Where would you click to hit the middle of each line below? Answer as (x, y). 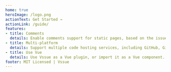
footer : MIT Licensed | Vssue (37, 62)
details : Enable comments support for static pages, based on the (82, 39)
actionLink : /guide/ (27, 24)
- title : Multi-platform (32, 43)
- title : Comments (25, 33)
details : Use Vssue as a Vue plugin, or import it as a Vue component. (88, 57)
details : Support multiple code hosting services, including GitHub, (85, 48)
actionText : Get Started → (34, 19)
